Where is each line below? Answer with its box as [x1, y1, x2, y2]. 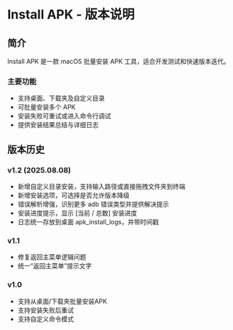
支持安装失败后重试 [17, 306, 74, 314]
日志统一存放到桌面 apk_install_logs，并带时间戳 [17, 217, 159, 226]
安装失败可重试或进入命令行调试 [17, 111, 111, 121]
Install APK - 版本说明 [7, 6, 135, 23]
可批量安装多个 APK [17, 103, 76, 111]
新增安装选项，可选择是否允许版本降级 [17, 191, 130, 199]
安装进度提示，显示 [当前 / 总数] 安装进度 [17, 209, 137, 217]
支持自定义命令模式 [17, 314, 74, 323]
